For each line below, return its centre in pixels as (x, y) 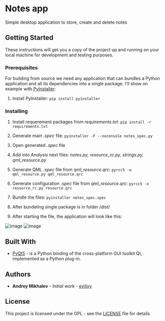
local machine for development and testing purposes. (59, 55)
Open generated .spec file (39, 145)
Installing (16, 111)
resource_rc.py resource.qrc (42, 188)
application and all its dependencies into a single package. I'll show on (77, 84)
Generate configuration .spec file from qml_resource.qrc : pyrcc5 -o (81, 183)
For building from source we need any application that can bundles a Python (82, 78)
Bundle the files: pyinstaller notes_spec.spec (59, 197)
